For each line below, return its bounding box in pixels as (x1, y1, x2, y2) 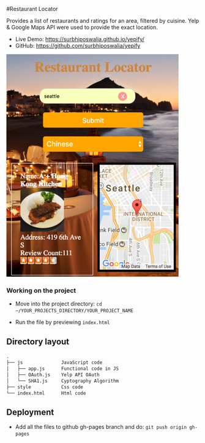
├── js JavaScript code (6, 360, 103, 366)
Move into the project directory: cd (15, 300, 102, 307)
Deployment (6, 407, 54, 417)
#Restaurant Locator (6, 6, 58, 12)
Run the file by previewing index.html (15, 318, 110, 326)
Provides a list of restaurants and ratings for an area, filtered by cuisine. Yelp (6, 17, 199, 24)
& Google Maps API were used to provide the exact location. (6, 24, 158, 31)
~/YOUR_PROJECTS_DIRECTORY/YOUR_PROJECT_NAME (15, 308, 133, 314)
